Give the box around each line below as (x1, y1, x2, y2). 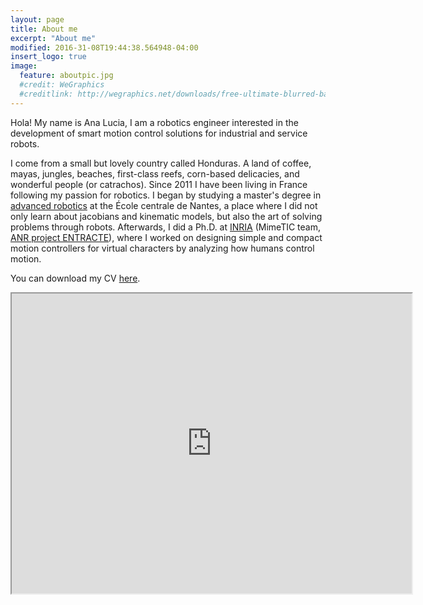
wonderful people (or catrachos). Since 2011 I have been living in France (10, 178, 308, 190)
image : (10, 61, 38, 71)
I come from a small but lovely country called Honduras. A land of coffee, (10, 157, 312, 169)
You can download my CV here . (10, 272, 141, 284)
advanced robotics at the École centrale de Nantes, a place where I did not (10, 199, 318, 211)
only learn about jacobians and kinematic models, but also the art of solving (10, 210, 323, 222)
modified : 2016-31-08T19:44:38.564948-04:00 (10, 42, 199, 53)
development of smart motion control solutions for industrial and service (10, 127, 308, 139)
